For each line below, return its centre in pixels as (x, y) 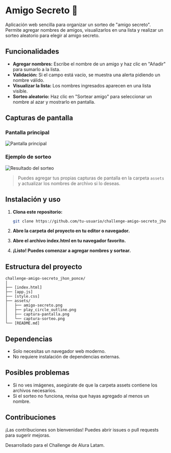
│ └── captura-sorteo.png (35, 319)
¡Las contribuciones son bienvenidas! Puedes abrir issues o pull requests (82, 429)
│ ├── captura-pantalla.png (38, 314)
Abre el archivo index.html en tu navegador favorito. (69, 241)
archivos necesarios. (35, 390)
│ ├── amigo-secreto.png (34, 305)
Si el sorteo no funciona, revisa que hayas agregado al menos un (81, 396)
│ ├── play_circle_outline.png (41, 310)
